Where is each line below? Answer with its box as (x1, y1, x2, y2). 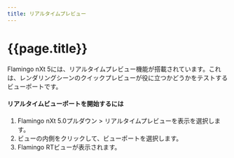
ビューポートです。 (7, 82, 62, 91)
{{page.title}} (7, 40, 88, 56)
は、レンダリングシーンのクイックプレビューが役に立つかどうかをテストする (7, 73, 228, 81)
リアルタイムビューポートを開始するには (7, 100, 124, 108)
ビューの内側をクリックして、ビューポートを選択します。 (17, 134, 183, 143)
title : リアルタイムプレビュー (7, 10, 86, 18)
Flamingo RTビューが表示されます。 (17, 143, 121, 151)
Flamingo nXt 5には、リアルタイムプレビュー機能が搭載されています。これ (7, 65, 221, 73)
